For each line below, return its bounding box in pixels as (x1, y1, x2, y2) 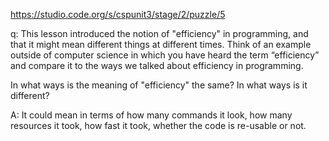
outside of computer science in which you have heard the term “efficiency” (10, 49, 320, 61)
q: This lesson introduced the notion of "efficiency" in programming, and (10, 28, 309, 39)
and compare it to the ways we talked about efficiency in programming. (10, 60, 304, 71)
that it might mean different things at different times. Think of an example (10, 39, 312, 50)
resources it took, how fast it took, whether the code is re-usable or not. (10, 120, 307, 131)
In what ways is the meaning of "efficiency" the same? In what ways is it (10, 79, 308, 91)
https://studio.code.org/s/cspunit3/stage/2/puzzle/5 (10, 9, 226, 20)
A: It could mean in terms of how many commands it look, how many (10, 109, 293, 121)
